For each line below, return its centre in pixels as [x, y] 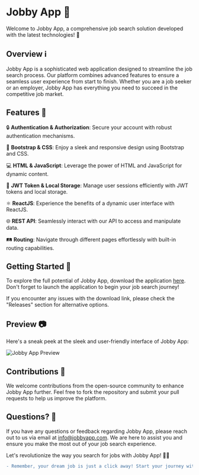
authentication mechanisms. [41, 136]
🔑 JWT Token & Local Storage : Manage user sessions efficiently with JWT [97, 185]
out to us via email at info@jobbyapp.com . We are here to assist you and [94, 437]
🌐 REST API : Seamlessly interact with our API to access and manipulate [94, 221]
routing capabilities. [30, 248]
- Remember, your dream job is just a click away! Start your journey [95, 466]
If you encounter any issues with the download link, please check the [90, 299]
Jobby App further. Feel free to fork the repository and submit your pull [93, 392]
